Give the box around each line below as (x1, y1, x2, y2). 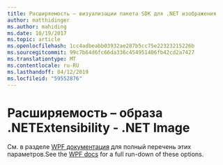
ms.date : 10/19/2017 (7, 29, 68, 37)
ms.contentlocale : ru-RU (7, 62, 79, 69)
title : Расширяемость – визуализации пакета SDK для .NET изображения (7, 10, 217, 17)
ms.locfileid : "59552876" (7, 74, 82, 82)
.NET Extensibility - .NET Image (7, 120, 190, 136)
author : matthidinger (7, 17, 70, 24)
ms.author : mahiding (7, 23, 68, 30)
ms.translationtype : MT (7, 56, 77, 63)
